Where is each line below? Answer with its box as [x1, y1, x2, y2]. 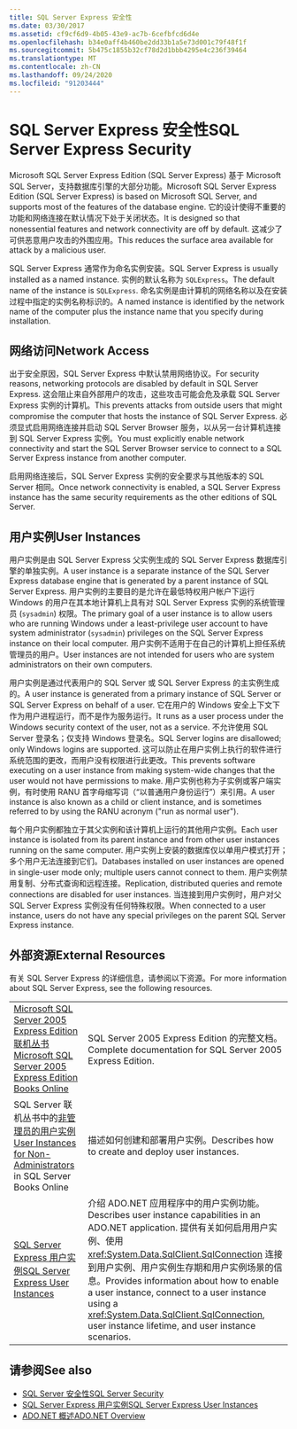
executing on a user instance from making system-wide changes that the [9, 765, 276, 776]
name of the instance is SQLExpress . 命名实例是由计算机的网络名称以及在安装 [9, 285, 288, 295]
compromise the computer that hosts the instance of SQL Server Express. [9, 411, 278, 422]
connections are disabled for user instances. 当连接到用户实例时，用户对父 [9, 889, 282, 900]
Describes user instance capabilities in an [88, 1209, 261, 1221]
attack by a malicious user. [9, 245, 107, 255]
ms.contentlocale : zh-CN [9, 63, 101, 72]
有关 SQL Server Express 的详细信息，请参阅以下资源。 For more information [9, 972, 287, 983]
